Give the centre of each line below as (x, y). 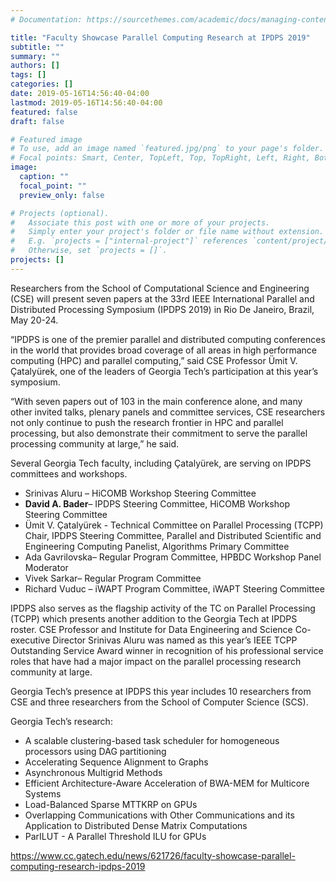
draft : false (37, 121)
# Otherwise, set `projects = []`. (89, 251)
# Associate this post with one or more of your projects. (140, 222)
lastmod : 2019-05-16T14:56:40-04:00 (86, 102)
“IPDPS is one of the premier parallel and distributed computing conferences (168, 339)
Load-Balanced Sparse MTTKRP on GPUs (111, 804)
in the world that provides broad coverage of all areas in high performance (164, 350)
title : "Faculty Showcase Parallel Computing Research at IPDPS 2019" (160, 37)
